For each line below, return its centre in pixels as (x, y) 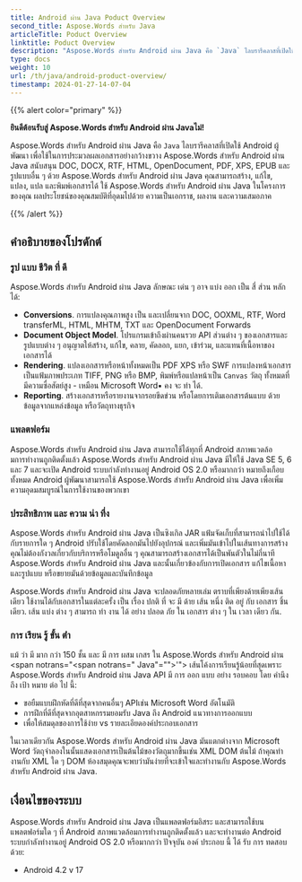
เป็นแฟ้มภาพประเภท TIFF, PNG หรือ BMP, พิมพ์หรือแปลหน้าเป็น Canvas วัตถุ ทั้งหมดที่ (156, 376)
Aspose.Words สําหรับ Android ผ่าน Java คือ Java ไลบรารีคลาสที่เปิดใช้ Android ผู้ (145, 145)
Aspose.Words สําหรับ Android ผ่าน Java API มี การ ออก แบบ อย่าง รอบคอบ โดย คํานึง (150, 675)
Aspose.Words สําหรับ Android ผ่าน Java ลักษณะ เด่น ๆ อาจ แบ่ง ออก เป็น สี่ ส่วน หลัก (148, 287)
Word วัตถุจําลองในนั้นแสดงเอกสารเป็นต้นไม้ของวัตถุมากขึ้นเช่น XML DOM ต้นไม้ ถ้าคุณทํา (147, 751)
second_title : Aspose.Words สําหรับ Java (83, 26)
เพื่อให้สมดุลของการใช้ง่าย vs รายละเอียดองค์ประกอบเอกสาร (111, 723)
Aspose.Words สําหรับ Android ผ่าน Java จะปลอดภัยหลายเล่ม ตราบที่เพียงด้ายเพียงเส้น (147, 591)
